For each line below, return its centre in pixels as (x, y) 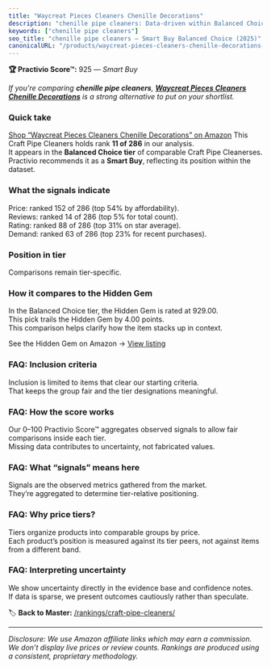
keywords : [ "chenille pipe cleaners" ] (73, 31)
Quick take (30, 118)
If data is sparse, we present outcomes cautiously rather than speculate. (129, 596)
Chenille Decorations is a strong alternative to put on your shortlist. (121, 97)
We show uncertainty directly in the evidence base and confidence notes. (131, 587)
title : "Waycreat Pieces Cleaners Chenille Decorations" (106, 16)
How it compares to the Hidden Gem (81, 293)
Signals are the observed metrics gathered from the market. (108, 485)
